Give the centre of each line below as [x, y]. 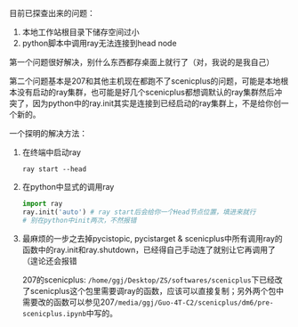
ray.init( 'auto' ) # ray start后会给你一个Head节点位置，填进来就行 [139, 212]
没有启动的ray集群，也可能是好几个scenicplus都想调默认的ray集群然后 [145, 92]
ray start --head [54, 169]
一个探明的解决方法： [48, 133]
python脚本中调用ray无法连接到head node [99, 43]
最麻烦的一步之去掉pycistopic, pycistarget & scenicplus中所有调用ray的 [152, 238]
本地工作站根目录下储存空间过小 [81, 32]
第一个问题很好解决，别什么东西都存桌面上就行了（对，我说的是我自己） [141, 62]
